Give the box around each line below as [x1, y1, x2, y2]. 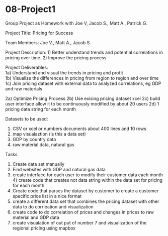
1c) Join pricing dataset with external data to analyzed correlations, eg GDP [5, 80, 161, 86]
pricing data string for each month [5, 106, 76, 112]
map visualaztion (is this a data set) [12, 131, 87, 137]
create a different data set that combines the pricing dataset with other [12, 198, 159, 204]
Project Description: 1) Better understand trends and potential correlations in [5, 49, 163, 55]
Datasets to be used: [5, 115, 48, 122]
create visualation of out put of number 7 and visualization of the [12, 219, 147, 225]
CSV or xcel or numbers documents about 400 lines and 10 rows [12, 126, 147, 132]
